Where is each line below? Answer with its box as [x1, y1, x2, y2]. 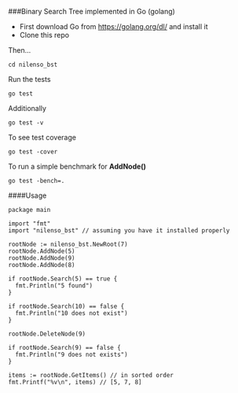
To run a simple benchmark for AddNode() [8, 161, 147, 171]
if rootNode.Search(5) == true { [8, 275, 118, 283]
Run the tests [8, 75, 51, 83]
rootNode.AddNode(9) [8, 254, 76, 262]
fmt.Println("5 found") [15, 282, 93, 290]
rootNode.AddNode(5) [8, 247, 76, 255]
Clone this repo [19, 31, 69, 39]
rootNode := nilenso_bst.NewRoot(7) [8, 240, 128, 248]
